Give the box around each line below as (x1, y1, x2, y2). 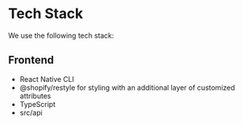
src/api (19, 108, 43, 117)
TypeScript (19, 99, 56, 108)
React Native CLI (19, 74, 75, 83)
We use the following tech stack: (8, 31, 114, 40)
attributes (19, 91, 51, 101)
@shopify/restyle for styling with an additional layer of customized (19, 83, 235, 92)
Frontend (8, 53, 54, 67)
